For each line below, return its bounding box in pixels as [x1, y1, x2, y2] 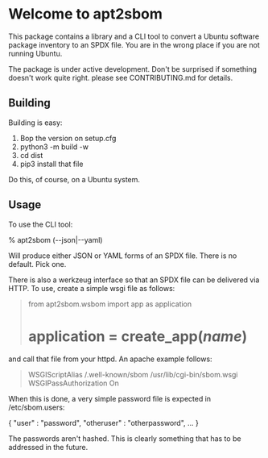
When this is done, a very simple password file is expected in [8, 393, 212, 403]
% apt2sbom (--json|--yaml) [8, 235, 103, 244]
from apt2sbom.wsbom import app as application [27, 299, 192, 309]
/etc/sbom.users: [8, 402, 65, 412]
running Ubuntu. [8, 48, 63, 58]
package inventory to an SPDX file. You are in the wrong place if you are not [8, 40, 260, 49]
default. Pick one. [8, 259, 67, 269]
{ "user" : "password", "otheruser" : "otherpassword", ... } [8, 418, 200, 427]
